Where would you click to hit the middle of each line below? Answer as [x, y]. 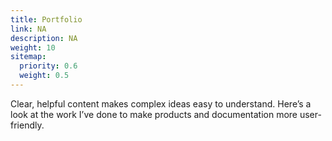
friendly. [27, 125]
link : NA [28, 29]
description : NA [44, 38]
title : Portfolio [46, 19]
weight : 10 [33, 47]
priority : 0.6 [48, 66]
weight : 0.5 [44, 76]
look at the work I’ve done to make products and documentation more [154, 114]
